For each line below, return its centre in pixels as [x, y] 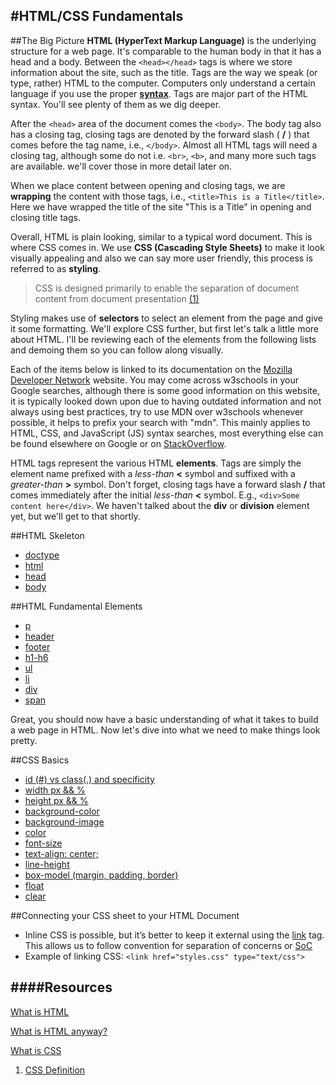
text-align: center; [61, 853]
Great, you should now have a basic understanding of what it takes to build [164, 719]
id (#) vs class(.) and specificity [89, 779]
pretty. [24, 740]
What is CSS [36, 1050]
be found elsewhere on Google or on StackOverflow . [118, 443]
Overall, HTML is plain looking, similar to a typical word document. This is [161, 236]
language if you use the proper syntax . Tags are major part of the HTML [159, 93]
